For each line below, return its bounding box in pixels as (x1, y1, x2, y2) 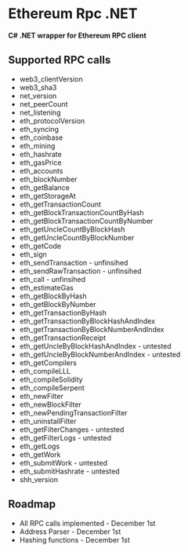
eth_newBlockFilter (19, 400, 82, 409)
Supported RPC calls (8, 53, 111, 67)
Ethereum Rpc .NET (8, 5, 138, 23)
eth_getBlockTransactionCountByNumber (19, 216, 154, 225)
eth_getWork (19, 449, 61, 459)
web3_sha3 (19, 82, 57, 92)
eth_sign (19, 249, 47, 259)
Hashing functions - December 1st (19, 535, 131, 544)
